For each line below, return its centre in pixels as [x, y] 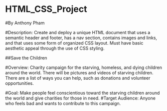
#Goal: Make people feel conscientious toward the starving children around [83, 93]
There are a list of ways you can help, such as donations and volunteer [78, 78]
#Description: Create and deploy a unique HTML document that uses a [78, 32]
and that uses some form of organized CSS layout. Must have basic [74, 43]
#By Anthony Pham [25, 23]
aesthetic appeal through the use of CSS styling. [55, 48]
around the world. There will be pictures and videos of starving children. [79, 72]
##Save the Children [26, 57]
